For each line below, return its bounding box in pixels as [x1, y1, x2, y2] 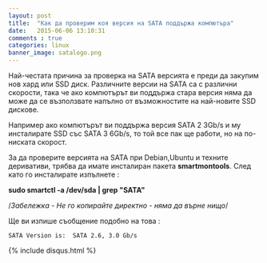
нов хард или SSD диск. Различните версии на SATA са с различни [8, 79, 237, 89]
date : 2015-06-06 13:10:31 [8, 26, 106, 34]
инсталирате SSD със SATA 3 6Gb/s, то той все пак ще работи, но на [8, 129, 243, 138]
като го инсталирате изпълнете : [8, 169, 120, 179]
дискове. [8, 105, 39, 114]
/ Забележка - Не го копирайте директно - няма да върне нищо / [8, 201, 229, 210]
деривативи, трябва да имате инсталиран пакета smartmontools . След [8, 161, 252, 170]
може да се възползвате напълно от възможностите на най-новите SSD [8, 97, 257, 106]
